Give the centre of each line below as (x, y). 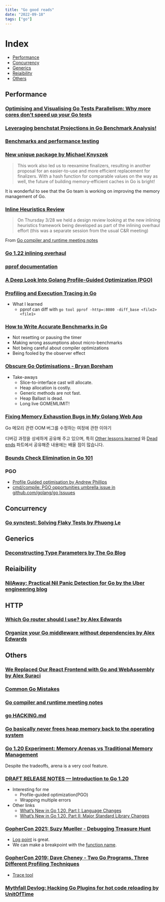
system (14, 735)
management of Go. (26, 196)
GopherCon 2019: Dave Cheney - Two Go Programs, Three (77, 858)
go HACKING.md (26, 716)
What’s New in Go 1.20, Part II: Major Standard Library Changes (84, 816)
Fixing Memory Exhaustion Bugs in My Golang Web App (74, 416)
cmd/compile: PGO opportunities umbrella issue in (64, 487)
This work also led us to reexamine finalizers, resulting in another (84, 165)
